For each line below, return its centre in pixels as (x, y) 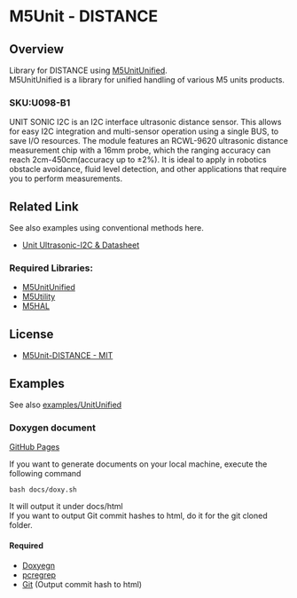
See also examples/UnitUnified (66, 405)
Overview (37, 49)
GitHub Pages (35, 447)
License (31, 334)
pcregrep (39, 575)
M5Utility (39, 297)
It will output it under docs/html (66, 507)
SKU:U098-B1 (40, 102)
